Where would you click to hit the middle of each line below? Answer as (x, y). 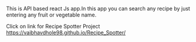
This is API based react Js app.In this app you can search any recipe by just (98, 9)
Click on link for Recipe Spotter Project (53, 26)
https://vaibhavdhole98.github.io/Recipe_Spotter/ (66, 33)
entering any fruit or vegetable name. (51, 15)
